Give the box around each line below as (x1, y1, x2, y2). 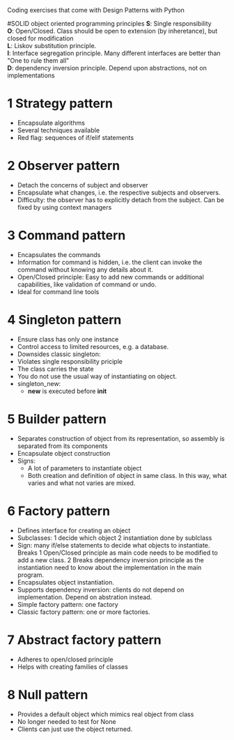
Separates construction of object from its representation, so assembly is (17, 434, 225, 442)
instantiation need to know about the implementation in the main (17, 563, 202, 571)
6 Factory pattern (7, 503, 110, 518)
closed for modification (7, 34, 75, 43)
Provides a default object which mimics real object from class (17, 710, 194, 718)
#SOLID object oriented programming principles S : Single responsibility (7, 20, 212, 27)
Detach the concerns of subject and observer (17, 180, 148, 189)
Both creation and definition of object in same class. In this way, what (27, 471, 227, 479)
